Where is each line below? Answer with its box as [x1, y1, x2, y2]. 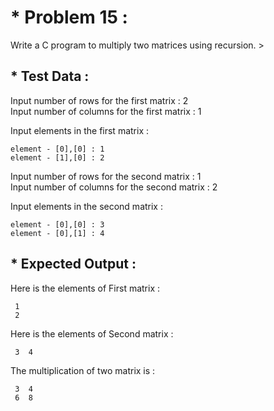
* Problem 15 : [10, 6, 128, 29]
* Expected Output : [10, 256, 137, 273]
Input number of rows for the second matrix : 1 [10, 170, 202, 182]
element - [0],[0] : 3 [10, 219, 105, 230]
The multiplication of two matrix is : [10, 364, 156, 376]
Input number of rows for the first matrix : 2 [10, 94, 189, 106]
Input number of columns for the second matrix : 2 [10, 181, 218, 193]
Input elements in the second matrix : [10, 200, 163, 212]
